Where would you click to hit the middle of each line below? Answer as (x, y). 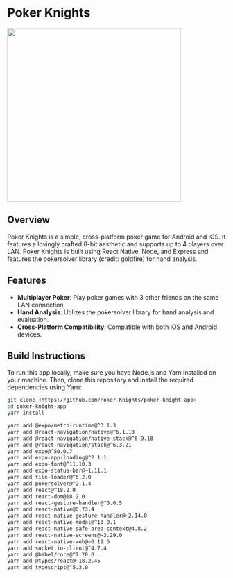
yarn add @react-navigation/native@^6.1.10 (71, 432)
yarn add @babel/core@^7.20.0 (51, 554)
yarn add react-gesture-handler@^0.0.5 (65, 503)
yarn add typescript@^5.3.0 (48, 568)
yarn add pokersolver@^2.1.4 (49, 484)
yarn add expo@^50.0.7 (40, 451)
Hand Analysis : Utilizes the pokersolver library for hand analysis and (115, 312)
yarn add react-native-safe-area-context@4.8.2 (77, 529)
